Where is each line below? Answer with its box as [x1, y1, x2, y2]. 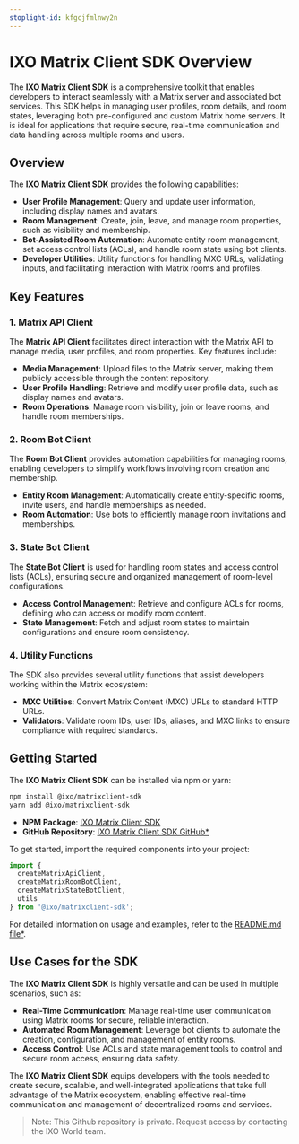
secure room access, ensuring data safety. [21, 1052, 181, 1063]
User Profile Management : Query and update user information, [21, 196, 257, 207]
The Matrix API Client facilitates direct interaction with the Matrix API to [9, 336, 274, 347]
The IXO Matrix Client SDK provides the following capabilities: [9, 179, 239, 189]
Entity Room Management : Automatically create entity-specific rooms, [21, 490, 285, 501]
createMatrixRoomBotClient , [17, 878, 123, 886]
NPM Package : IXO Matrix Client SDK [21, 817, 161, 827]
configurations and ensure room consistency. [21, 626, 190, 637]
